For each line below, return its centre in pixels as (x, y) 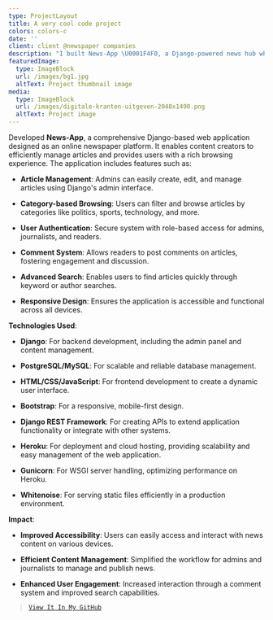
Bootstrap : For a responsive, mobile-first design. (102, 406)
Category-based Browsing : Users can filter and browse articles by (132, 203)
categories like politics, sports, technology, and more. (110, 212)
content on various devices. (67, 544)
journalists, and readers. (61, 236)
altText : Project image (56, 115)
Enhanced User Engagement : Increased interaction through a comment (141, 584)
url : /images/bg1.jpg (52, 76)
